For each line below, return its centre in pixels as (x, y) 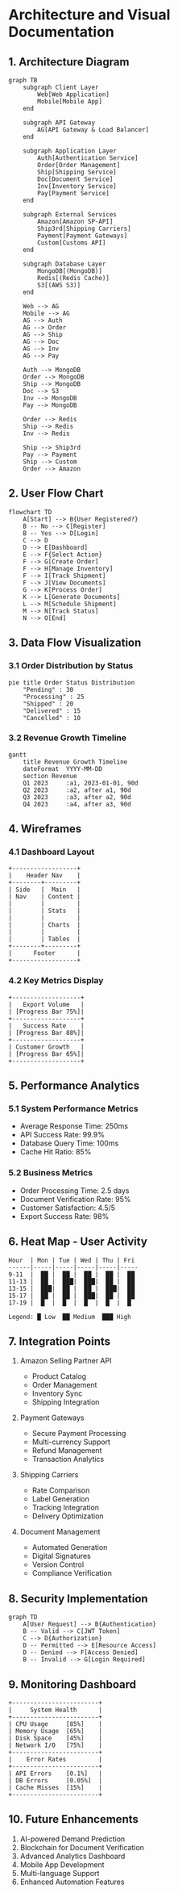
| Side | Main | (45, 890)
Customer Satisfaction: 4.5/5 (67, 1208)
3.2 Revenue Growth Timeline (68, 738)
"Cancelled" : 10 (52, 718)
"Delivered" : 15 (52, 711)
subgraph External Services (70, 215)
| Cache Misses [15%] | (56, 1788)
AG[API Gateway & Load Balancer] (93, 130)
